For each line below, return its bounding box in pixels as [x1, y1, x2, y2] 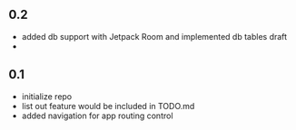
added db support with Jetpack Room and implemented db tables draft [21, 31, 288, 42]
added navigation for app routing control [21, 110, 173, 121]
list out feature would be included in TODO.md [21, 100, 195, 111]
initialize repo [21, 90, 73, 102]
